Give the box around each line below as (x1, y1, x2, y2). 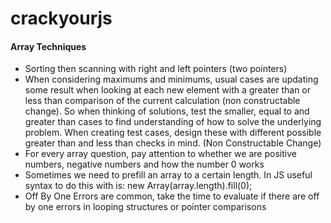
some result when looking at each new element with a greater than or (24, 84, 311, 96)
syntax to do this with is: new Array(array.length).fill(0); (24, 180, 253, 192)
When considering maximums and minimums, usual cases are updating (24, 73, 319, 86)
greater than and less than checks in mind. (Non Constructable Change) (24, 137, 322, 149)
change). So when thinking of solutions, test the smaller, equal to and (24, 105, 310, 117)
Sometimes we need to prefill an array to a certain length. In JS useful (24, 169, 313, 181)
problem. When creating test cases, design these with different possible (24, 127, 322, 139)
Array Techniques (10, 40, 87, 52)
